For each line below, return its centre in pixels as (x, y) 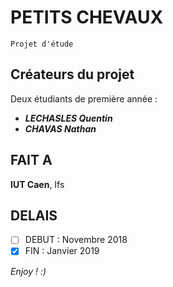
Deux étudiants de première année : (84, 98)
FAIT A (31, 160)
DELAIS (34, 215)
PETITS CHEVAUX (87, 17)
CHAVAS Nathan (60, 128)
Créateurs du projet (72, 74)
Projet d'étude (42, 44)
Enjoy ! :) (28, 271)
